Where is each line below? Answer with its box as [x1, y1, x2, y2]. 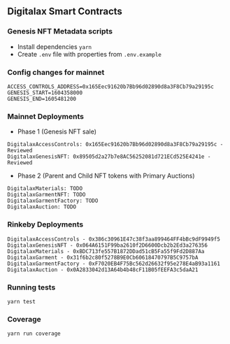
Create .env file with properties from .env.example [17, 50, 162, 58]
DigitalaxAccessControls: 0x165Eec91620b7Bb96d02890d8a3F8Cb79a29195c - [7, 141, 224, 148]
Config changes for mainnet [7, 67, 105, 77]
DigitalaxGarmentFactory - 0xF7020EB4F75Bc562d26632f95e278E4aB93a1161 [7, 260, 220, 267]
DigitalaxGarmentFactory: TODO [7, 197, 99, 205]
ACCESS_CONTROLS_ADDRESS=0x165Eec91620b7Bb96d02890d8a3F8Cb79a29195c [7, 83, 215, 90]
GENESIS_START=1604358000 [7, 89, 82, 96]
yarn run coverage [7, 330, 61, 338]
